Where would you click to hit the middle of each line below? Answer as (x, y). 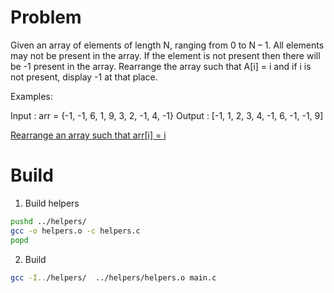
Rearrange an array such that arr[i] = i (88, 135)
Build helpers (52, 203)
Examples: (31, 96)
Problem (46, 17)
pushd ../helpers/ (48, 221)
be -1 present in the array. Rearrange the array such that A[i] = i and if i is (161, 66)
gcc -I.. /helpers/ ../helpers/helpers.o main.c (113, 277)
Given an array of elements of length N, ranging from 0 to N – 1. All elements (167, 45)
